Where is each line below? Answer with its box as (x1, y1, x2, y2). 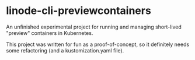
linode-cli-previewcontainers (6, 4, 152, 17)
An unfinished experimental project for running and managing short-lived (6, 23, 182, 30)
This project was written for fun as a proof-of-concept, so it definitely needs (6, 41, 190, 48)
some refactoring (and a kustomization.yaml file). (6, 47, 124, 54)
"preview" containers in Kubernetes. (6, 29, 93, 36)
